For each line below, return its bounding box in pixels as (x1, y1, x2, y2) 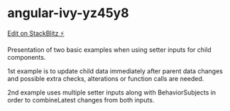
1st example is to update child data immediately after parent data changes (7, 66, 224, 75)
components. (7, 53, 46, 61)
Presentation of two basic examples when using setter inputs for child (7, 45, 212, 54)
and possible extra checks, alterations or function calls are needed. (7, 74, 204, 83)
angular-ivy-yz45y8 (7, 5, 129, 21)
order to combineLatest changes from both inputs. (7, 95, 155, 104)
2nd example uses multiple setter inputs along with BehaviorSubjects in (7, 88, 217, 97)
